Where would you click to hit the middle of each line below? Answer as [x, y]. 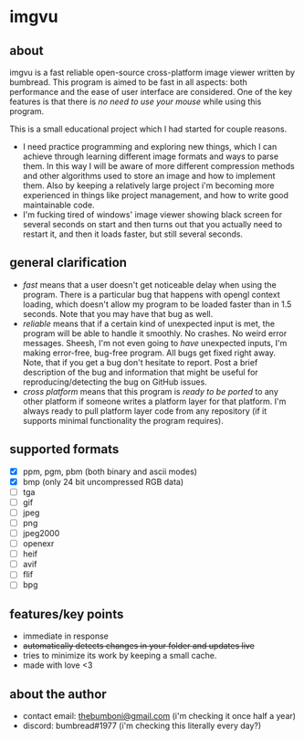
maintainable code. [58, 205]
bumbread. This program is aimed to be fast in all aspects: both [129, 82]
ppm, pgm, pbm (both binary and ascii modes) [110, 471]
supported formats [64, 449]
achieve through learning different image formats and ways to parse [151, 156]
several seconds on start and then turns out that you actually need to [152, 224]
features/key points [67, 614]
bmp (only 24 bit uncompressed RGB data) [103, 481]
